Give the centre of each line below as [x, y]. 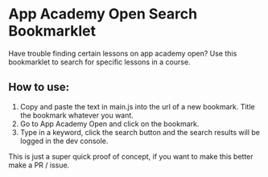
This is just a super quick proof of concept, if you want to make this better [131, 156]
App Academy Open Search [103, 14]
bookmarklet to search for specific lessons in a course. [99, 62]
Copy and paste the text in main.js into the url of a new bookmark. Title [137, 106]
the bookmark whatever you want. [77, 115]
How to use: [39, 87]
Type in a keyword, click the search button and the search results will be [140, 132]
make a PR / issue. [39, 165]
